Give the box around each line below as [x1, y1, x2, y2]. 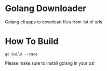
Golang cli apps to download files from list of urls [5, 19, 103, 25]
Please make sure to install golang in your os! [5, 60, 95, 66]
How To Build [5, 36, 59, 47]
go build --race [5, 52, 38, 57]
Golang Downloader [5, 3, 87, 14]
